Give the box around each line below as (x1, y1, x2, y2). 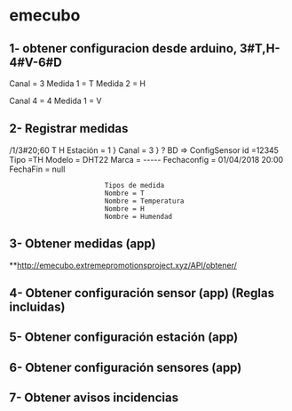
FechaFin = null (9, 164, 66, 174)
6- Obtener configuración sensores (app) (9, 359, 242, 375)
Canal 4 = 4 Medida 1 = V (9, 95, 102, 106)
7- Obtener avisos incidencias (9, 391, 179, 406)
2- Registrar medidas (9, 121, 129, 136)
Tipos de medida (104, 181, 165, 189)
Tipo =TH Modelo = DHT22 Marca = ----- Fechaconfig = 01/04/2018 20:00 (9, 154, 284, 165)
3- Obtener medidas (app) (9, 237, 156, 252)
